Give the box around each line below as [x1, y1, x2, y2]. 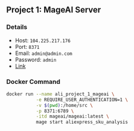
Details [6, 23, 28, 31]
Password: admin [14, 56, 57, 63]
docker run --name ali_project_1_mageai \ [6, 91, 115, 97]
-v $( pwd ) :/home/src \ [36, 102, 94, 108]
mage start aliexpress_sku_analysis [36, 119, 129, 126]
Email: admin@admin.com [14, 50, 72, 57]
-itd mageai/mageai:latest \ [36, 113, 110, 120]
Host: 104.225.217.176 [14, 36, 71, 44]
